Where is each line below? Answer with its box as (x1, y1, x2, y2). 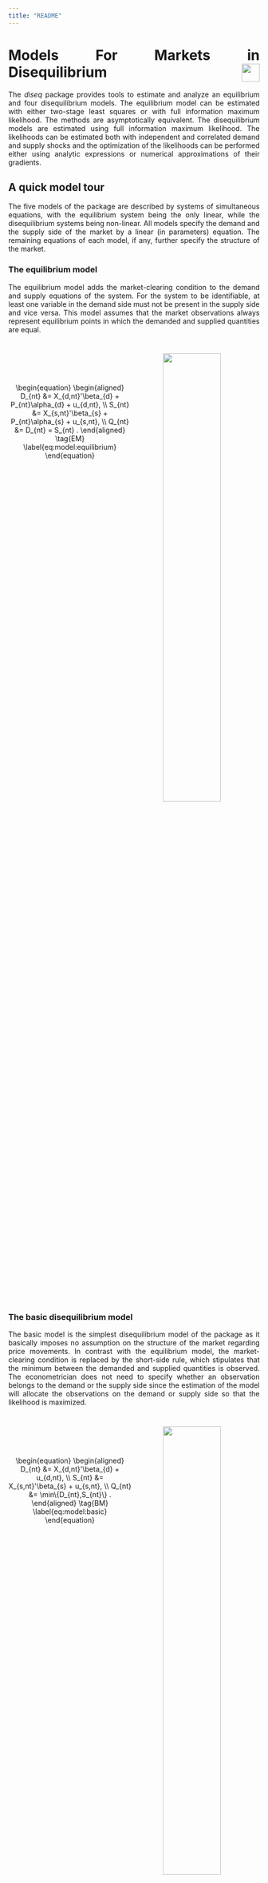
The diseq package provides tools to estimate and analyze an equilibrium (8, 89, 260, 99)
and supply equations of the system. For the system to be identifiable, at (8, 291, 260, 300)
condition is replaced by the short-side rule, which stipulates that (37, 1355, 260, 1365)
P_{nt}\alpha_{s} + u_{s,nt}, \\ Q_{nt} (10, 417, 129, 427)
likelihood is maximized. (8, 1397, 87, 1407)
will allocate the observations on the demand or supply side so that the (8, 1389, 260, 1399)
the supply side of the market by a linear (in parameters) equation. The (8, 227, 260, 236)
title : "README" (8, 11, 62, 20)
